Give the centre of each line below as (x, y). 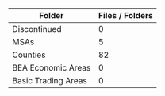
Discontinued (37, 29)
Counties (29, 55)
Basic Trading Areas (50, 81)
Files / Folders (125, 15)
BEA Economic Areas (52, 68)
